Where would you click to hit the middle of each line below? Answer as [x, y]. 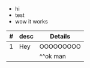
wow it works [31, 21]
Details [60, 36]
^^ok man [52, 56]
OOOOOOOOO [60, 46]
